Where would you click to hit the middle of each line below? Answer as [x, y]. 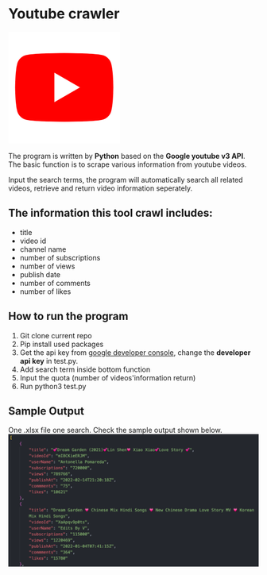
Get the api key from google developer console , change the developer [135, 352]
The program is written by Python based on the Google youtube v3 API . [127, 156]
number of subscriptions [60, 257]
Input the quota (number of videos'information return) [108, 377]
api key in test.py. [48, 361]
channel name [43, 249]
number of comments [55, 283]
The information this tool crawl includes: [110, 213]
